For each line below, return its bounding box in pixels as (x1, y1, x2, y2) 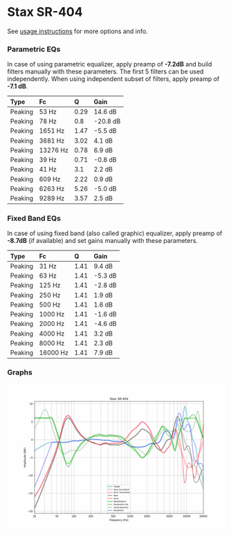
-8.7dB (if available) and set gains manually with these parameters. (7, 237, 198, 245)
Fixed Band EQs (7, 213, 61, 223)
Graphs (7, 368, 33, 377)
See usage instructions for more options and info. (7, 27, 149, 35)
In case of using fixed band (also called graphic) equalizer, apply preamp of (7, 229, 223, 237)
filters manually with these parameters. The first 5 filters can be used (7, 67, 204, 76)
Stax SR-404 (7, 4, 83, 20)
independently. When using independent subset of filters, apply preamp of (7, 75, 220, 83)
